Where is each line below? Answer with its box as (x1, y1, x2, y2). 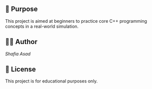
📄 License (5, 65, 36, 74)
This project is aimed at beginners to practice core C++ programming (5, 18, 148, 24)
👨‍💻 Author (5, 38, 38, 46)
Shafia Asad (5, 50, 31, 57)
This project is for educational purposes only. (5, 78, 98, 84)
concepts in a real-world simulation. (5, 23, 78, 29)
